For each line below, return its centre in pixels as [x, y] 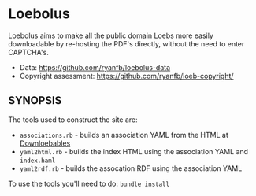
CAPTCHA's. [28, 52]
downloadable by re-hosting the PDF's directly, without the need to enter [126, 43]
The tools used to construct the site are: [73, 120]
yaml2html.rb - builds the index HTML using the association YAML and [134, 151]
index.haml [37, 161]
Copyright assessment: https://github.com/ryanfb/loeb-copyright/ [126, 76]
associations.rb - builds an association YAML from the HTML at [124, 135]
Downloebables [45, 143]
